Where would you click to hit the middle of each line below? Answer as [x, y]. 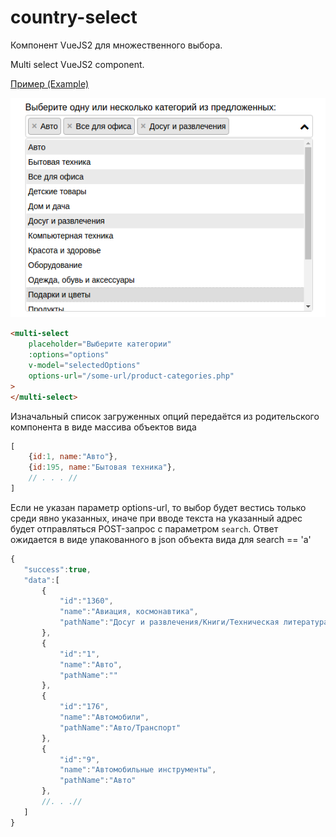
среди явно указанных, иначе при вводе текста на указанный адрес [156, 518]
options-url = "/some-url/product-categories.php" [131, 376]
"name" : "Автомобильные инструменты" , [138, 770]
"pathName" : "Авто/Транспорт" [120, 727]
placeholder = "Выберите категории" [100, 344]
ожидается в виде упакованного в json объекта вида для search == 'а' [161, 539]
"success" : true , [57, 569]
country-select [74, 17]
